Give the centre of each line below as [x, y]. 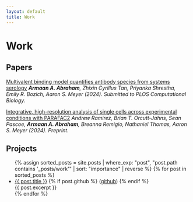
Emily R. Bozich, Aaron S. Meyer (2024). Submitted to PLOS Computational [96, 94]
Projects [22, 148]
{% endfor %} [31, 194]
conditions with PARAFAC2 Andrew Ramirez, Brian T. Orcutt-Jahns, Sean [94, 118]
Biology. [16, 100]
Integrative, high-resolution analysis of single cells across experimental [92, 111]
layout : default [26, 11]
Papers [19, 68]
